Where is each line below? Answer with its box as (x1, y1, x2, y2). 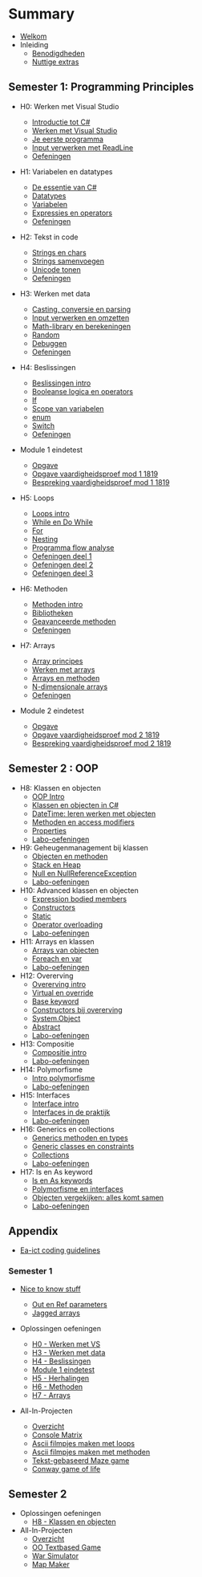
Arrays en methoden (31, 673, 100, 683)
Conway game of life (31, 1464, 101, 1473)
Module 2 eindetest (19, 706, 84, 715)
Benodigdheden (31, 48, 86, 58)
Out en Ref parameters (31, 1299, 107, 1309)
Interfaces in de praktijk (31, 1107, 111, 1117)
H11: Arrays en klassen (19, 936, 95, 946)
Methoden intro (31, 599, 83, 609)
